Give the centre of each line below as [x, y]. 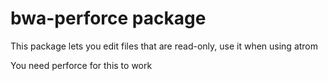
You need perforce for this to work [81, 65]
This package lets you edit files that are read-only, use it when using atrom [164, 46]
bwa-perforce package [108, 18]
